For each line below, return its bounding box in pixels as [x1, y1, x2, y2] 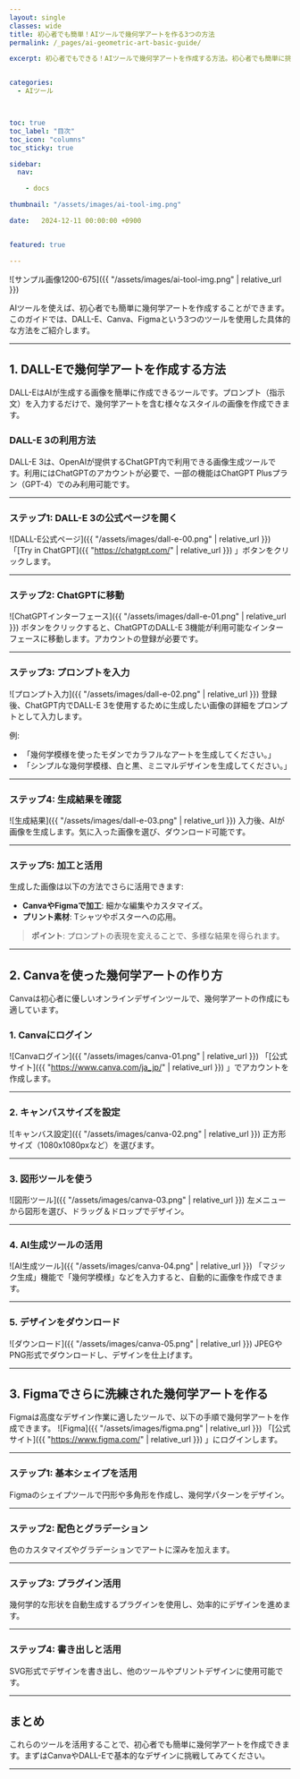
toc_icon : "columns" [9, 135, 87, 144]
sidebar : [9, 159, 42, 168]
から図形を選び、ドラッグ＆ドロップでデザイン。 [9, 1205, 189, 1216]
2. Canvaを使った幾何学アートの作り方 [9, 968, 223, 983]
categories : [9, 78, 54, 88]
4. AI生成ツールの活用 [9, 1238, 104, 1251]
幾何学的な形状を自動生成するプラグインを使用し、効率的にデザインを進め [9, 1599, 283, 1610]
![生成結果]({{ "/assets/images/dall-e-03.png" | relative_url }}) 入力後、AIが [9, 815, 286, 825]
